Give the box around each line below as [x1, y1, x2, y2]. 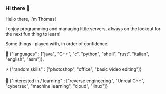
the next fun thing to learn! [5, 31, 61, 37]
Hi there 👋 [5, 5, 30, 12]
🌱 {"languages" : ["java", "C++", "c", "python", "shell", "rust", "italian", [5, 51, 150, 57]
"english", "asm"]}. [5, 56, 44, 62]
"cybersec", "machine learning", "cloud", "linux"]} [5, 83, 108, 89]
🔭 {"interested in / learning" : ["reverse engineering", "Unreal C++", [5, 78, 145, 84]
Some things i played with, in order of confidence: [5, 41, 109, 47]
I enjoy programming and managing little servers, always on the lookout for [5, 26, 161, 32]
